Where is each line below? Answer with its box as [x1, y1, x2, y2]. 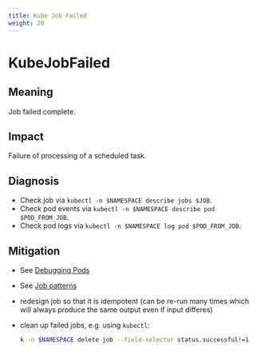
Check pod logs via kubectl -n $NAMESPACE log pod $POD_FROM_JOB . [19, 221, 242, 230]
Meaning [8, 86, 53, 99]
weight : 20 [8, 19, 45, 27]
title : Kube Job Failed [8, 11, 88, 20]
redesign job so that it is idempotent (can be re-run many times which [19, 296, 250, 306]
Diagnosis [8, 174, 60, 188]
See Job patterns [19, 281, 77, 290]
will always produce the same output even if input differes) [19, 305, 213, 314]
